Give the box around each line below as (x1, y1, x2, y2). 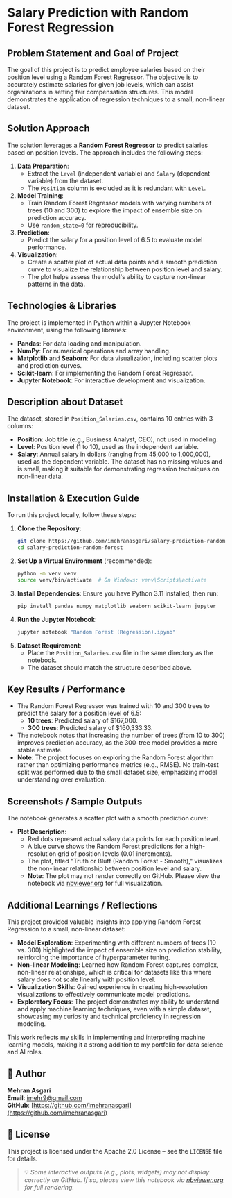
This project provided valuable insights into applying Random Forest (7, 918, 202, 926)
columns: (7, 422, 34, 430)
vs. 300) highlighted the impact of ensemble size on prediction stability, (17, 945, 222, 954)
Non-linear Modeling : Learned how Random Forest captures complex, (17, 960, 220, 969)
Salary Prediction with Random (7, 5, 189, 21)
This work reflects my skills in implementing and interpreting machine (7, 1033, 206, 1041)
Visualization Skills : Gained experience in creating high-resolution (17, 982, 208, 990)
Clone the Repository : (17, 524, 82, 532)
